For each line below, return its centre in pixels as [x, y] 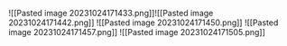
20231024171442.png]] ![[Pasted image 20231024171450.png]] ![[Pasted [143, 23]
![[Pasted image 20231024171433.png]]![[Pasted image [111, 13]
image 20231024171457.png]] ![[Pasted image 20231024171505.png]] [137, 32]
